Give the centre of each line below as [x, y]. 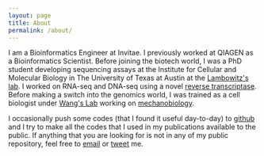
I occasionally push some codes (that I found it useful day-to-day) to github [132, 119]
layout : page [30, 15]
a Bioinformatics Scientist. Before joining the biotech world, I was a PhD [125, 61]
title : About [30, 23]
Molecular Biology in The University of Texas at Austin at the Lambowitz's [128, 78]
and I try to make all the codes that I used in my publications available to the [132, 127]
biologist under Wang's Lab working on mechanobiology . [101, 103]
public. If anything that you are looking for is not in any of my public [118, 135]
